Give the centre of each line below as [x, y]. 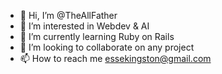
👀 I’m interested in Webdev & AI [84, 26]
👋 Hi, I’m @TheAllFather [68, 15]
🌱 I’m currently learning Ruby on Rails [97, 36]
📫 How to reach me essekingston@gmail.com [115, 58]
